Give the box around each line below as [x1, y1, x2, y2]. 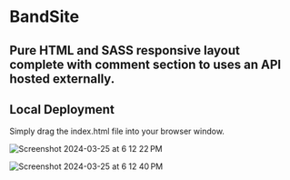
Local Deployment [9, 102, 115, 117]
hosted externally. [9, 71, 115, 86]
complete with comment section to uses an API [9, 56, 282, 72]
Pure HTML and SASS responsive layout [9, 43, 241, 58]
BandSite [9, 6, 80, 27]
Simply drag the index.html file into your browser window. [9, 125, 225, 137]
